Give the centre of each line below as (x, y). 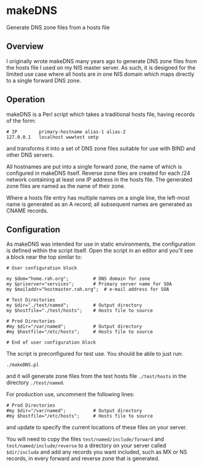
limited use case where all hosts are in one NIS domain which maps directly (100, 74)
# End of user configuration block (51, 343)
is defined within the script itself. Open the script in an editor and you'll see (100, 251)
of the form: (21, 120)
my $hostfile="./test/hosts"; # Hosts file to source (80, 311)
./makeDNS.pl (23, 365)
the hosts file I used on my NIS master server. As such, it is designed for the (101, 67)
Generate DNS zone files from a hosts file (58, 27)
